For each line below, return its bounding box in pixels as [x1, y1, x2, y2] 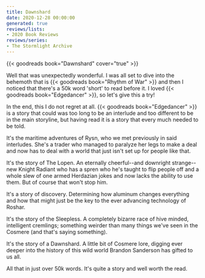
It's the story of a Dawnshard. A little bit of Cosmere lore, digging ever [6, 240, 183, 247]
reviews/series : [6, 37, 48, 43]
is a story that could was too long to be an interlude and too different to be [6, 109, 194, 117]
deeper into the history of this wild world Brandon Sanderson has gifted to [6, 246, 193, 254]
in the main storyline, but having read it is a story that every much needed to [6, 115, 199, 123]
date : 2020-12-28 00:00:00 [6, 15, 75, 21]
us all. [6, 253, 21, 260]
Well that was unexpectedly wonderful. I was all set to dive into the [6, 71, 174, 79]
